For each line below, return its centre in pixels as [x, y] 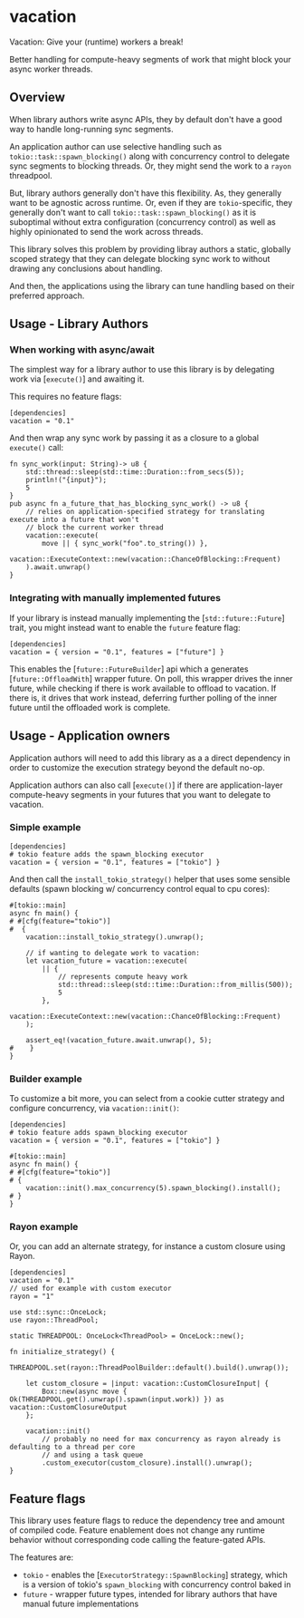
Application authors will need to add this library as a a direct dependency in [150, 758]
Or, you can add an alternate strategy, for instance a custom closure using [147, 1246]
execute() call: [37, 448]
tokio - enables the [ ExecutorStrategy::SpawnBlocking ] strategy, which [155, 1575]
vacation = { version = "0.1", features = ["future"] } [117, 652]
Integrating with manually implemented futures [115, 598]
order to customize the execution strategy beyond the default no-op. [137, 767]
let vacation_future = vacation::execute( [107, 961]
